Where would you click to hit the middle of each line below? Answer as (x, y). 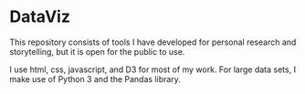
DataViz (40, 17)
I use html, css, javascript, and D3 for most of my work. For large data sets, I (153, 69)
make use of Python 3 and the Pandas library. (95, 78)
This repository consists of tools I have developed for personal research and (153, 42)
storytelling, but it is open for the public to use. (97, 51)
